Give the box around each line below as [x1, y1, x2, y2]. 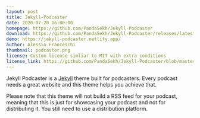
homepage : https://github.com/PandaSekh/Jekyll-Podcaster [6, 25, 153, 31]
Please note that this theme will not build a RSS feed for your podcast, [6, 93, 177, 100]
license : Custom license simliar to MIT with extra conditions [6, 53, 167, 59]
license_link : [6, 58, 42, 64]
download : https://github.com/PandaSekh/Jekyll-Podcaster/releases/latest [6, 31, 196, 37]
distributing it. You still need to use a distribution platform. [6, 105, 148, 112]
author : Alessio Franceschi [6, 42, 76, 48]
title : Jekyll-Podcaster [6, 14, 68, 20]
